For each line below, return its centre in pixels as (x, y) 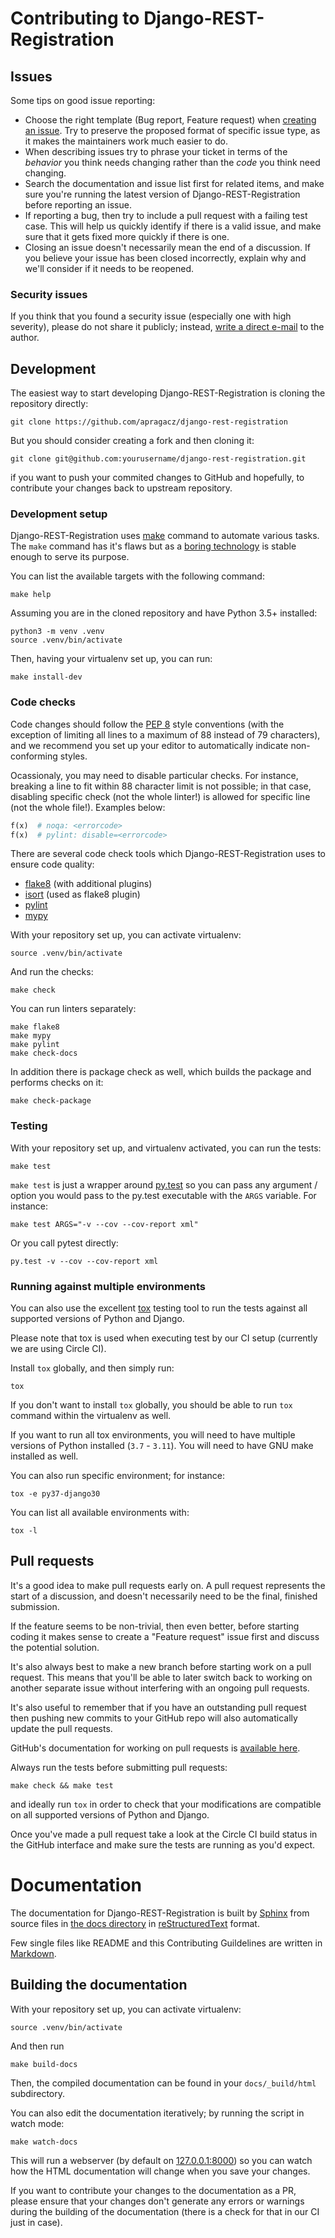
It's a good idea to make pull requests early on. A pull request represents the (168, 1585)
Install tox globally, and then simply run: (92, 1368)
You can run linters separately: (73, 1009)
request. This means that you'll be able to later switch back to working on (161, 1677)
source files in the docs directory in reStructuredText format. (135, 1923)
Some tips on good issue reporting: (83, 100)
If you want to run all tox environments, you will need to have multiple (153, 1435)
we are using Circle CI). (58, 1349)
